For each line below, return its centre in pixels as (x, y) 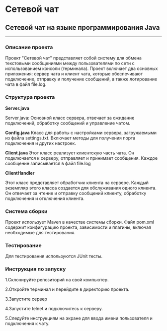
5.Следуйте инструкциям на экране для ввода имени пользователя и (79, 318)
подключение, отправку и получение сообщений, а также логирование (81, 79)
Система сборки (26, 211)
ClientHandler (20, 173)
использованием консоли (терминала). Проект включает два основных (82, 68)
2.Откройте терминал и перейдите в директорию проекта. (67, 289)
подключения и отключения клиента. (45, 198)
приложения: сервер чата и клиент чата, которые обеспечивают (74, 74)
